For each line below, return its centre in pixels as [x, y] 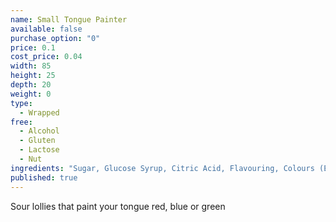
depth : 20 [31, 85]
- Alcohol [39, 131]
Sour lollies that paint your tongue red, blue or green [118, 206]
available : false [46, 29]
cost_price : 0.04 [46, 57]
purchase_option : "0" [55, 38]
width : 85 [31, 66]
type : [21, 103]
